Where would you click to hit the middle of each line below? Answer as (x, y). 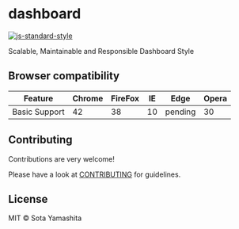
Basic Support (38, 112)
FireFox (125, 98)
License (28, 199)
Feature (38, 98)
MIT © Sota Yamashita (45, 218)
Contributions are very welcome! (61, 158)
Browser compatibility (64, 76)
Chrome (88, 98)
